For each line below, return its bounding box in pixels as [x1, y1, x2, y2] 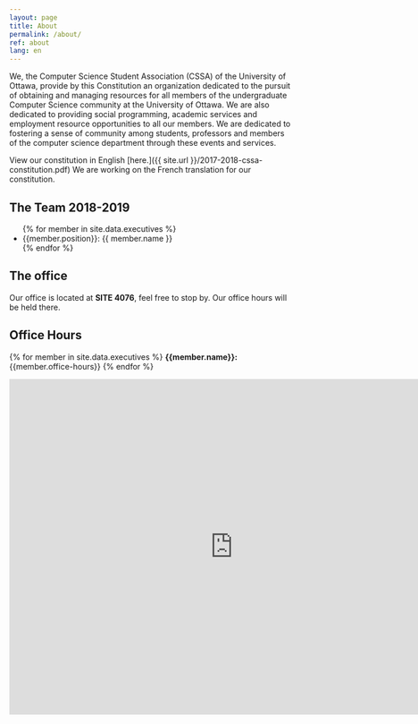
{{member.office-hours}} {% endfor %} [9, 361, 155, 371]
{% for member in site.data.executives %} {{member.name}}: [9, 351, 238, 362]
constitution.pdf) [9, 165, 71, 175]
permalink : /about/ [9, 30, 82, 38]
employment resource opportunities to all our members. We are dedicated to [9, 118, 291, 130]
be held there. [9, 302, 61, 312]
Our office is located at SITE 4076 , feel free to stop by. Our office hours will [9, 292, 288, 302]
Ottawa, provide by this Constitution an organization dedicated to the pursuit [9, 81, 291, 91]
